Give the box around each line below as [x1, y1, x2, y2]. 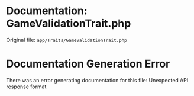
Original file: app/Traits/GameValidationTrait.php [6, 36, 127, 43]
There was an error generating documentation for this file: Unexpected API [6, 76, 189, 84]
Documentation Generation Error [6, 57, 170, 71]
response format [6, 83, 47, 90]
